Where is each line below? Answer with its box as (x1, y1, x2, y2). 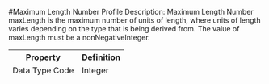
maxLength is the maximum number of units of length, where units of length (8, 15, 261, 25)
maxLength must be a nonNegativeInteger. (8, 32, 151, 42)
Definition (82, 52, 121, 63)
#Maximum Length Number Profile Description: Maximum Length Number (8, 7, 254, 16)
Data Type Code (12, 65, 74, 76)
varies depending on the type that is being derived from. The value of (8, 24, 240, 33)
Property (25, 52, 61, 63)
